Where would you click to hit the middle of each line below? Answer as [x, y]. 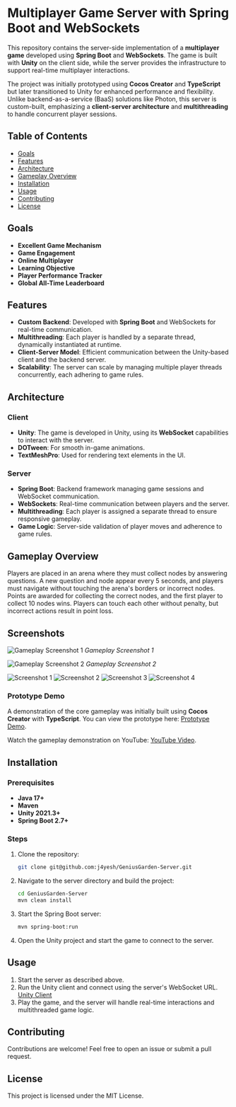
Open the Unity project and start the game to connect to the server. [116, 940]
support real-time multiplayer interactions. [69, 70]
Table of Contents [48, 136]
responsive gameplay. [49, 519]
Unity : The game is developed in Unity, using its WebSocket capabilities [123, 432]
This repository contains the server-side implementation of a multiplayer [113, 47]
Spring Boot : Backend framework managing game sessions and [111, 489]
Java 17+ [31, 798]
